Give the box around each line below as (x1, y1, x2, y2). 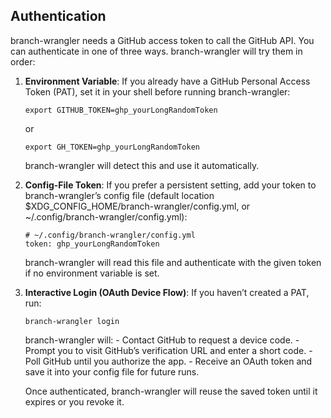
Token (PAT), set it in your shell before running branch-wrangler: (24, 85, 291, 98)
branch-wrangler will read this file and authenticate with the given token (24, 256, 322, 268)
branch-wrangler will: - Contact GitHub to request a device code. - (24, 334, 300, 346)
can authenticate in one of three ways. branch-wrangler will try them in (10, 45, 303, 57)
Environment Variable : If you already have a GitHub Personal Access (24, 75, 311, 87)
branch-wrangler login (24, 316, 120, 326)
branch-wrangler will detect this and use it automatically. (24, 159, 260, 171)
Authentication (10, 8, 107, 25)
